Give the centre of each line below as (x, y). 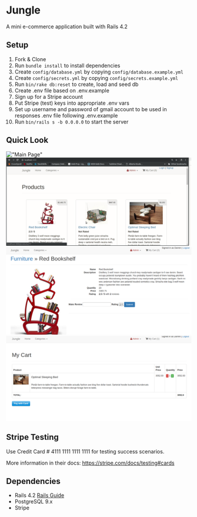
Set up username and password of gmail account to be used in (91, 109)
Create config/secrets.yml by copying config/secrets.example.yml (96, 78)
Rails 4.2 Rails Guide (39, 495)
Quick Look (27, 140)
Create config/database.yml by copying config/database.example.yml (99, 72)
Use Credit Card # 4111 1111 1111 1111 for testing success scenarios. (85, 451)
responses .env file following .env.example (66, 115)
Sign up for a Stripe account (49, 96)
